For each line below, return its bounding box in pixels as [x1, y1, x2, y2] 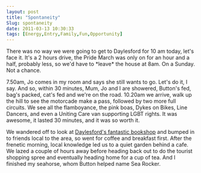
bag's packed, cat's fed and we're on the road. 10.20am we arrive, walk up [6, 91, 192, 99]
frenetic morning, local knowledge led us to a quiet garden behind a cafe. [6, 141, 189, 148]
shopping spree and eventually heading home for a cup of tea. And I [6, 154, 176, 161]
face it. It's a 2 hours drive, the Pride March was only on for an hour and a [6, 54, 190, 61]
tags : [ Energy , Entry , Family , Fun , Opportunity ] [6, 31, 123, 37]
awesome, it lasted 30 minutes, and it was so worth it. [6, 117, 140, 124]
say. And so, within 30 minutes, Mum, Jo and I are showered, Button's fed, [6, 85, 191, 92]
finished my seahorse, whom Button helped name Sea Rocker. [6, 160, 161, 168]
